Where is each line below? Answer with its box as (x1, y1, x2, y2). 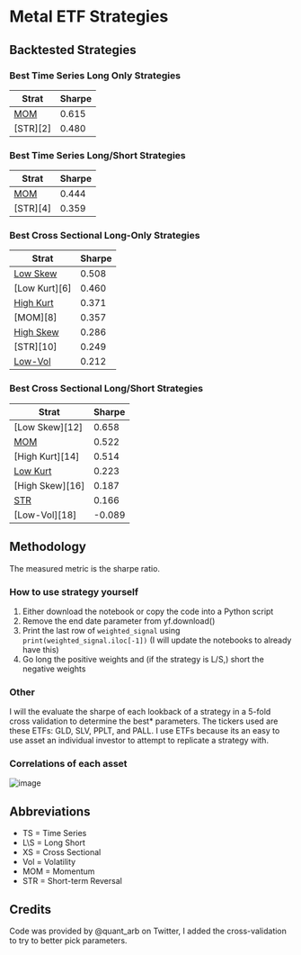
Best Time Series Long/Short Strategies (9, 149, 186, 161)
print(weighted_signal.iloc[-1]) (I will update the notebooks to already (22, 635, 292, 645)
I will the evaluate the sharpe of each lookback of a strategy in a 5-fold (9, 707, 271, 717)
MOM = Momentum (22, 866, 95, 877)
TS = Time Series (22, 828, 87, 839)
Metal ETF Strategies (9, 6, 169, 27)
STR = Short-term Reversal (22, 876, 123, 887)
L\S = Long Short (22, 837, 85, 848)
